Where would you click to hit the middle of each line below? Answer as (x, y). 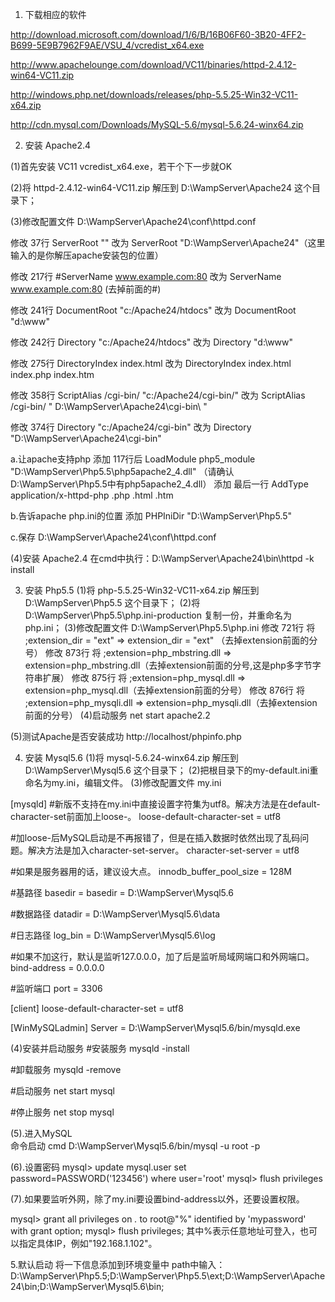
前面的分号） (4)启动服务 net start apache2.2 (117, 715)
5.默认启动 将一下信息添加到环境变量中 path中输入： (118, 1264)
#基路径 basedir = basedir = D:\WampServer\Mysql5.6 (122, 892)
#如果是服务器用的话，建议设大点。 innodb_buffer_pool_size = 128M (151, 871)
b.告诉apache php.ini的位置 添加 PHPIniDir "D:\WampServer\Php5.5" (151, 516)
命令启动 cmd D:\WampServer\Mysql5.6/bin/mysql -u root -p (135, 1146)
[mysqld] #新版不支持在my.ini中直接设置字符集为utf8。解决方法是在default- (165, 804)
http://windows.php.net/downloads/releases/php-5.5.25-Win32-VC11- (154, 94)
